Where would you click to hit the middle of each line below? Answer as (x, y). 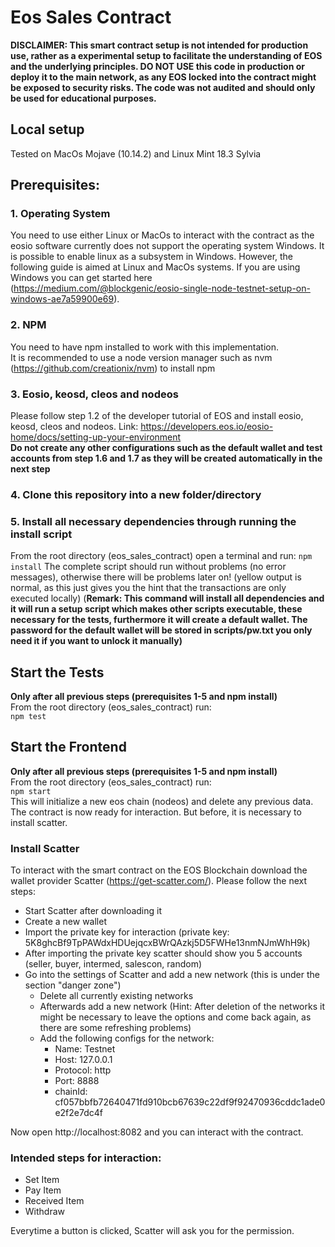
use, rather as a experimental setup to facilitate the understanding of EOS (166, 55)
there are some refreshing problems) (115, 1028)
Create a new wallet (65, 922)
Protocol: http (83, 1070)
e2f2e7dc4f (78, 1113)
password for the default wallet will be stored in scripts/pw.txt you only (161, 630)
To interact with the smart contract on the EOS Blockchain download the (159, 870)
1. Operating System (60, 214)
